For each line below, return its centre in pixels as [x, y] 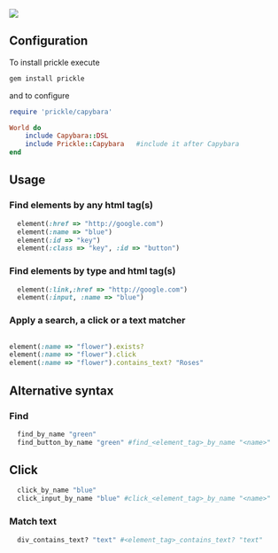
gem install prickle [47, 78]
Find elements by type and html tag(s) [93, 271]
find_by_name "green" [57, 434]
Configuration [49, 41]
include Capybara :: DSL [67, 136]
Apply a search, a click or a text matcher [97, 321]
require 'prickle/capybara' [61, 112]
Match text [33, 521]
